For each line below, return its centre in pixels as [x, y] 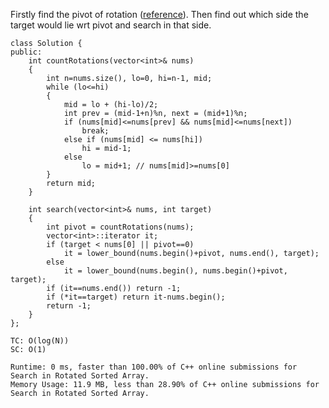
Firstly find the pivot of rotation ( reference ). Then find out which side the [159, 14]
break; [95, 131]
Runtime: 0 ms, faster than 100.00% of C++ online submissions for [154, 367]
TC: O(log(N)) [40, 341]
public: [26, 52]
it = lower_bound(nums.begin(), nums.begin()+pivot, [175, 271]
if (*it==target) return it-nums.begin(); [136, 297]
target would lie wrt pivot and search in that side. [111, 25]
